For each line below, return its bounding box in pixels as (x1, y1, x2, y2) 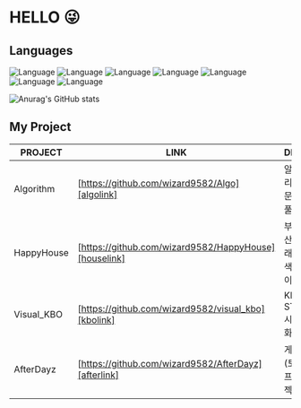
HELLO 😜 (9, 7, 81, 28)
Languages (9, 43, 73, 58)
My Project (9, 119, 72, 135)
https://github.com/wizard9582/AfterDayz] (81, 357, 262, 369)
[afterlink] (77, 369, 119, 381)
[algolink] (77, 187, 118, 200)
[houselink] (77, 252, 125, 265)
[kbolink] (77, 313, 116, 326)
